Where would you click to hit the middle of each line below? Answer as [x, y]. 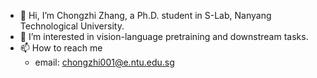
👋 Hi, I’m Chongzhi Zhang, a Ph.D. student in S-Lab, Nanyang [145, 15]
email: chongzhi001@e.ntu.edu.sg [104, 62]
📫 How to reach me [61, 48]
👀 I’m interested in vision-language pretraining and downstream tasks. [164, 36]
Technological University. [72, 26]
